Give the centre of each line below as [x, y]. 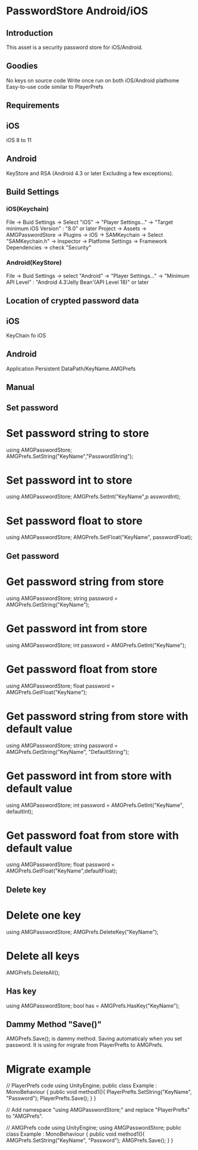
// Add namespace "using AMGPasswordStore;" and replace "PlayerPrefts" [98, 1110]
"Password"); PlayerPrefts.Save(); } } [51, 1098]
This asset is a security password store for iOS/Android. [75, 47]
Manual [20, 387]
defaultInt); [20, 811]
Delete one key [44, 915]
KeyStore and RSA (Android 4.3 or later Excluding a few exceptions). [90, 173]
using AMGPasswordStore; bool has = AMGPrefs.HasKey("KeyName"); [93, 1006]
